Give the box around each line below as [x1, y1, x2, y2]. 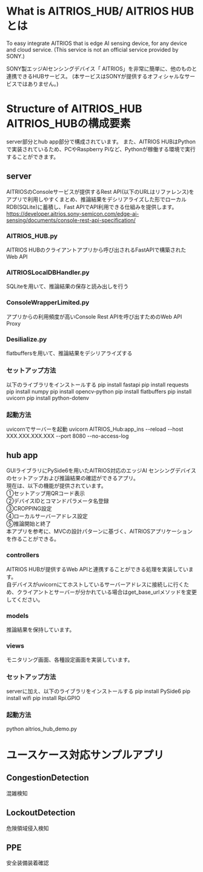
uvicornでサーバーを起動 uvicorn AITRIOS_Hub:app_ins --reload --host [6, 425, 184, 433]
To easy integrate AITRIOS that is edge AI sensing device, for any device [6, 39, 187, 47]
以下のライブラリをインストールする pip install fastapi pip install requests [6, 381, 189, 388]
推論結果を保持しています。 [6, 626, 75, 633]
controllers [6, 551, 39, 560]
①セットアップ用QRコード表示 [6, 490, 85, 497]
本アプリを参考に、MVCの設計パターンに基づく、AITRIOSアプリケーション [6, 527, 193, 535]
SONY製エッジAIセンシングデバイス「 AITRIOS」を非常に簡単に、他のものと [6, 65, 198, 72]
